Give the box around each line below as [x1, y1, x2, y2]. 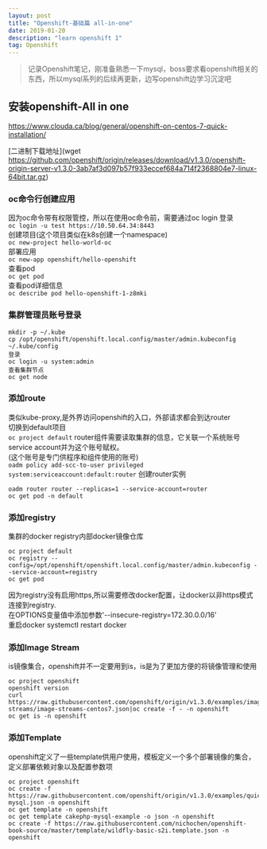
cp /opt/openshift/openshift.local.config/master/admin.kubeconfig [8, 335, 237, 343]
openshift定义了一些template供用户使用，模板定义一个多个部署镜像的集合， [8, 752, 256, 761]
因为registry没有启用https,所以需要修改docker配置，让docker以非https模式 [8, 590, 253, 600]
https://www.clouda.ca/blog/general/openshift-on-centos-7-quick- [8, 121, 228, 131]
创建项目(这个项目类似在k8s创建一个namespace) [8, 230, 168, 240]
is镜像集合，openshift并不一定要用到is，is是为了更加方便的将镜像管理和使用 [8, 662, 257, 671]
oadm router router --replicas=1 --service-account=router [8, 485, 208, 493]
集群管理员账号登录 [8, 310, 82, 321]
